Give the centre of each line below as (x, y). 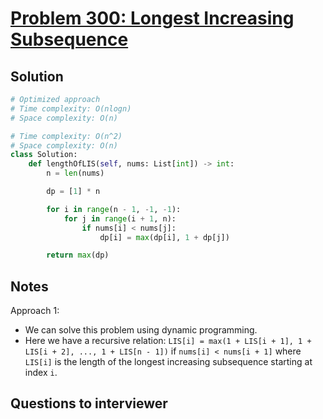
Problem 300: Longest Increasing (152, 18)
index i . (41, 373)
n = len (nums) (75, 173)
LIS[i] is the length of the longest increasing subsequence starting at (168, 362)
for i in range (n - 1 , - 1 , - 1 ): (114, 209)
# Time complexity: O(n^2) (66, 136)
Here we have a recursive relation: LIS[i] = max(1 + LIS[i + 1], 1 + (168, 341)
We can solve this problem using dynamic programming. (141, 330)
